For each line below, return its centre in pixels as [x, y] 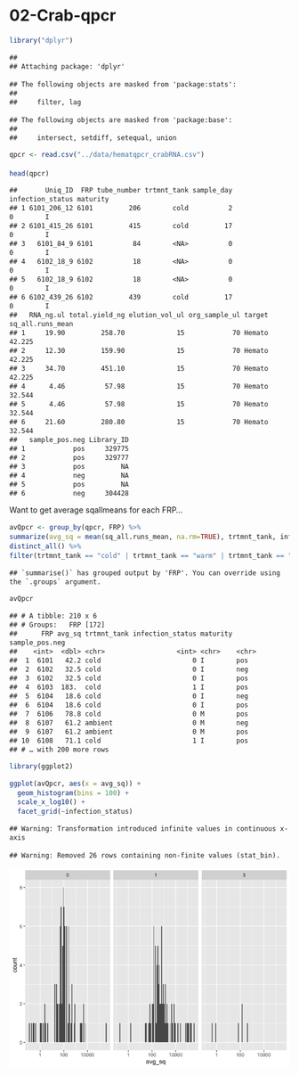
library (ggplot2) [41, 766]
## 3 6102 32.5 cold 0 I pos [129, 678]
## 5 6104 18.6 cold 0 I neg [129, 696]
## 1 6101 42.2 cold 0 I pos [129, 661]
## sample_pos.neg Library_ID [69, 440]
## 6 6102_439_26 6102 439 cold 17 [121, 298]
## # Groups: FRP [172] [57, 625]
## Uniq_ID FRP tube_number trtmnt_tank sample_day [121, 191]
